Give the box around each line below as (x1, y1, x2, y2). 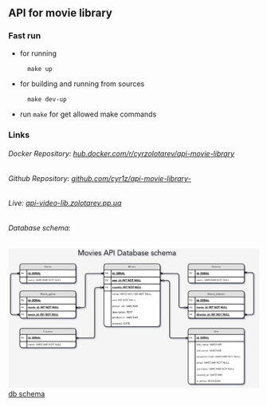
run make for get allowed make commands (19, 109, 157, 119)
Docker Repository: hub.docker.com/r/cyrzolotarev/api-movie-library (8, 149, 235, 159)
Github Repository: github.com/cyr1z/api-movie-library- (8, 173, 191, 183)
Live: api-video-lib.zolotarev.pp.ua (8, 199, 122, 208)
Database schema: (8, 223, 71, 233)
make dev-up (27, 95, 67, 103)
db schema (8, 388, 45, 398)
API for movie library (8, 6, 113, 20)
